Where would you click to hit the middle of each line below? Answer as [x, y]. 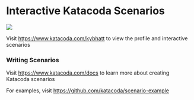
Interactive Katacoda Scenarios [85, 11]
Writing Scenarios [33, 60]
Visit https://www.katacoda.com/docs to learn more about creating [88, 73]
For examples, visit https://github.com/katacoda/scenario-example [88, 91]
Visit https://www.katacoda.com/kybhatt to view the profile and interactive [97, 38]
